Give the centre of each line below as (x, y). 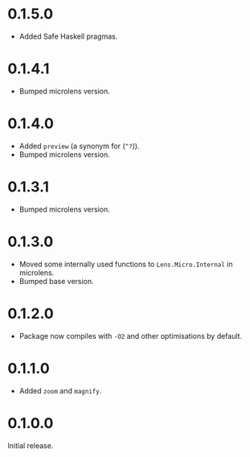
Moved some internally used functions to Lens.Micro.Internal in (126, 264)
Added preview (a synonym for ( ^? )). (79, 146)
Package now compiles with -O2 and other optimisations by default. (131, 336)
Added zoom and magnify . (60, 390)
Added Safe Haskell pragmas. (68, 36)
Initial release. (31, 445)
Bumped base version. (56, 281)
